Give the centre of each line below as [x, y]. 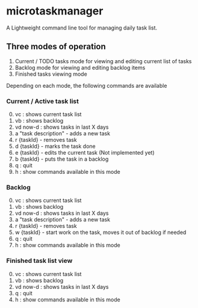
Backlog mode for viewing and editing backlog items [80, 67]
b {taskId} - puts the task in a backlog [62, 159]
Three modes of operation [56, 47]
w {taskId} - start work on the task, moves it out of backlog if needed [101, 232]
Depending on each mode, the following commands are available [87, 85]
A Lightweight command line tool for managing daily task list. [82, 28]
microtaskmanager [55, 11]
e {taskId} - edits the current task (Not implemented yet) [85, 153]
